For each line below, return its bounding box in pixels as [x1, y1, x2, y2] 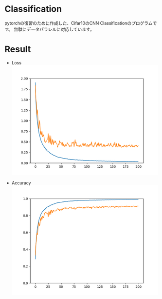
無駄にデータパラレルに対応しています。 [14, 26, 94, 32]
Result [4, 44, 31, 55]
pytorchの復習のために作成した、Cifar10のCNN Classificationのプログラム [4, 20, 153, 26]
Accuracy [11, 180, 31, 186]
